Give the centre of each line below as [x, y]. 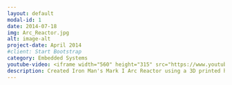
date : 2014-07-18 [32, 26]
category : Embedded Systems [48, 58]
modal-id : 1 [24, 20]
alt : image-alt [29, 39]
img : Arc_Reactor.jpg [38, 33]
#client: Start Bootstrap [44, 52]
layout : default [30, 13]
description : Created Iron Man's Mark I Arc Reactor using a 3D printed [114, 71]
